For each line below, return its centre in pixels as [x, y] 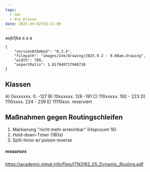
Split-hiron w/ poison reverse [42, 140]
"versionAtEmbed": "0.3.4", [43, 51]
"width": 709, [29, 60]
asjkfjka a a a [19, 38]
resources [16, 151]
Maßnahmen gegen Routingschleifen [64, 117]
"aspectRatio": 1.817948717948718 [50, 65]
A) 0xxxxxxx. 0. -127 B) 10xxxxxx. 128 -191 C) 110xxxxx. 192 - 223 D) [75, 96]
